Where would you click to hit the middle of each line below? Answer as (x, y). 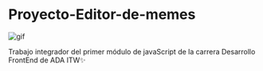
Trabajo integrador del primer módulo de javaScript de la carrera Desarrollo (132, 51)
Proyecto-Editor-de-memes (102, 15)
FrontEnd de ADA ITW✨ (47, 60)
